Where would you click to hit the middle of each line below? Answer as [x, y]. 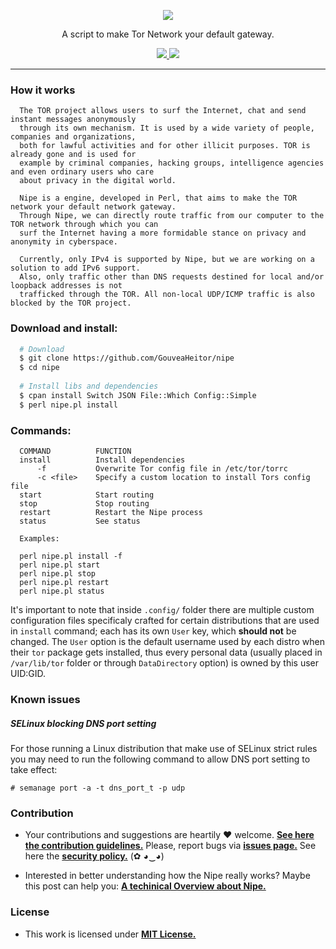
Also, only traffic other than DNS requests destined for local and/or [172, 277]
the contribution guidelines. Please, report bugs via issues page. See [170, 846]
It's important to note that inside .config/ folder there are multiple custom [162, 610]
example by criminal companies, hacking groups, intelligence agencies [172, 163]
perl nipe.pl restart [64, 583]
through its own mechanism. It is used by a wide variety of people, [167, 128]
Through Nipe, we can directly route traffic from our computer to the [172, 216]
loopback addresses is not [66, 286]
